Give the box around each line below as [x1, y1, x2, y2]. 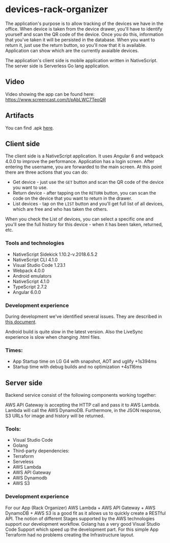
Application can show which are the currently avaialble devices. [5, 47, 139, 53]
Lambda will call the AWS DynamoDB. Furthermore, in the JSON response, [5, 408, 161, 414]
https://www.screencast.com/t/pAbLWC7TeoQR [5, 96, 106, 102]
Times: [5, 346, 23, 354]
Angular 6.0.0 [12, 289, 41, 295]
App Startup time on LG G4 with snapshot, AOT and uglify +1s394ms [12, 358, 157, 365]
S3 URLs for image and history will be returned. [5, 413, 105, 419]
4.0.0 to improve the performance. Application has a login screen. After [5, 158, 155, 165]
